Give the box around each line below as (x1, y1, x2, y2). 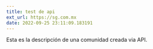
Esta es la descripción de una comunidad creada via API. (6, 36, 148, 44)
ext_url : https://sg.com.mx (6, 14, 77, 20)
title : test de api (6, 8, 55, 15)
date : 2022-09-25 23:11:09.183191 (6, 20, 93, 26)
